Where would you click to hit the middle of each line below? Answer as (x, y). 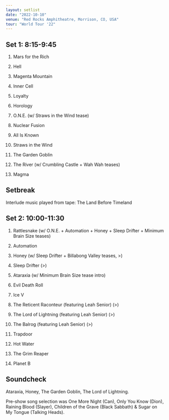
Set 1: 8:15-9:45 (31, 44)
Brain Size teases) (32, 236)
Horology (23, 106)
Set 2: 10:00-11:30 (35, 218)
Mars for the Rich (31, 57)
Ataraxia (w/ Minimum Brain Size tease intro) (59, 275)
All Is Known (26, 135)
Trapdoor (23, 334)
